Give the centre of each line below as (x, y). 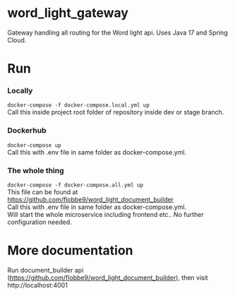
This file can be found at (43, 192)
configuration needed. (40, 222)
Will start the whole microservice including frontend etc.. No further (106, 215)
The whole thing (36, 170)
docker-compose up (34, 145)
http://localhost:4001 (38, 285)
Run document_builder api (46, 270)
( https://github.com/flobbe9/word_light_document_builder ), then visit (108, 278)
